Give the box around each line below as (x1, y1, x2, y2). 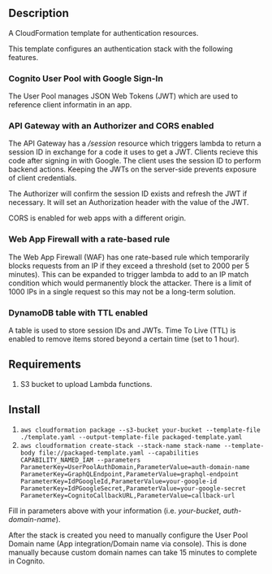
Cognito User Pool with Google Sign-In (8, 72, 164, 84)
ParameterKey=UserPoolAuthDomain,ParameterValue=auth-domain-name (19, 463, 250, 471)
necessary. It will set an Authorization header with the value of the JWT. (8, 198, 249, 207)
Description (8, 7, 69, 20)
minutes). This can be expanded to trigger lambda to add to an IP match (8, 269, 249, 279)
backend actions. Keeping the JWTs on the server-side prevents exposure (8, 164, 257, 174)
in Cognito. (8, 556, 45, 566)
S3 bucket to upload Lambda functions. (19, 379, 153, 389)
